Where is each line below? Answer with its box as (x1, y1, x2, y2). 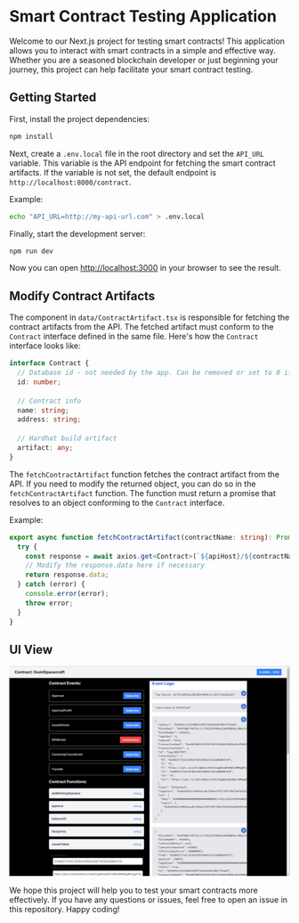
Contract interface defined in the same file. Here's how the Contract (9, 331, 259, 342)
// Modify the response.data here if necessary (25, 561, 205, 570)
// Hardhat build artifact (17, 434, 117, 443)
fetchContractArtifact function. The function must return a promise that (9, 487, 276, 498)
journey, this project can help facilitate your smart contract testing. (9, 64, 254, 75)
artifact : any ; (17, 444, 74, 453)
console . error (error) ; (25, 590, 109, 599)
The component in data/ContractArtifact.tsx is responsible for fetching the (9, 312, 290, 323)
